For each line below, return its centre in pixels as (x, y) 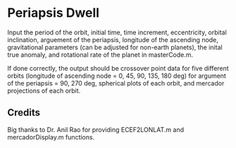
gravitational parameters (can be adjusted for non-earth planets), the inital (115, 47)
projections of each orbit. (44, 90)
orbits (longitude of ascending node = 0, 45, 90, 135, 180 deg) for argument (117, 76)
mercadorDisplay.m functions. (51, 137)
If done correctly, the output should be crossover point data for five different (118, 68)
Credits (24, 113)
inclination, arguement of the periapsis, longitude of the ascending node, (113, 39)
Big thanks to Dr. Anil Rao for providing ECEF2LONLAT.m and (96, 129)
